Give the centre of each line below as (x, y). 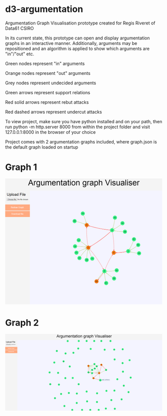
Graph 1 (21, 167)
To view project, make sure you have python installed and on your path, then (84, 121)
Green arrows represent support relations (48, 92)
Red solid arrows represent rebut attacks (47, 102)
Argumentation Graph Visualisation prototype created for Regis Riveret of (80, 23)
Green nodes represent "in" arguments (45, 63)
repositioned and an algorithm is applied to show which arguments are (77, 48)
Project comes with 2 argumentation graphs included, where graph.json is (81, 142)
